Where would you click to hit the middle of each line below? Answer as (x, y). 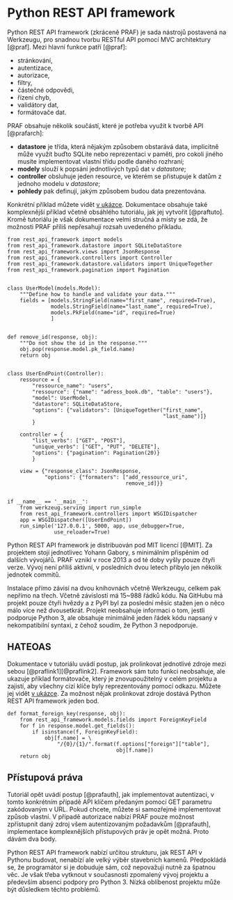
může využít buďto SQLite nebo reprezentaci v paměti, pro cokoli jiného (120, 154)
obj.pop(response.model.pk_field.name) (78, 349)
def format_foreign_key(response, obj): (67, 713)
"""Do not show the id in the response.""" (84, 343)
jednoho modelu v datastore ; (59, 183)
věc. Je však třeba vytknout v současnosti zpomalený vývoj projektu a (108, 874)
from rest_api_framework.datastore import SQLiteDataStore (95, 245)
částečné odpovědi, (46, 90)
